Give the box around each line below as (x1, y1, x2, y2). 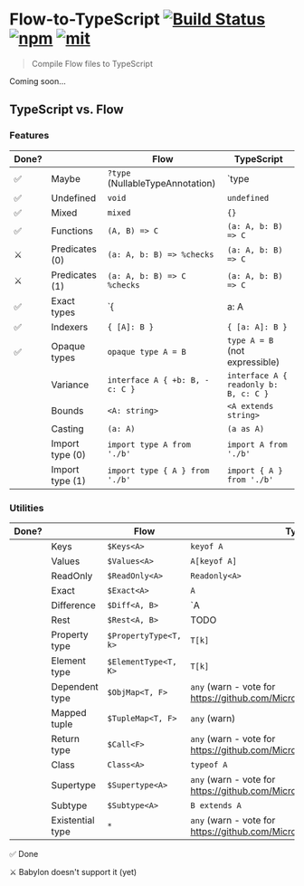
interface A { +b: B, (107, 375, 201, 385)
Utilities (9, 501, 44, 514)
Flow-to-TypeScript (9, 9, 160, 30)
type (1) (51, 474, 86, 487)
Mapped (51, 706, 87, 719)
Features (9, 129, 50, 142)
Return (51, 732, 80, 745)
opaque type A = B (107, 347, 187, 357)
